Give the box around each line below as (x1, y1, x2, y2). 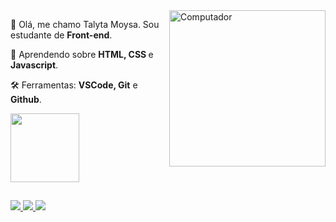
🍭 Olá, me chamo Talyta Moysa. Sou (10, 19, 160, 30)
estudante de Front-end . (10, 29, 113, 41)
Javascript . (10, 59, 59, 71)
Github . (10, 94, 42, 105)
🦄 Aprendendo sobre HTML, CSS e (10, 49, 154, 60)
